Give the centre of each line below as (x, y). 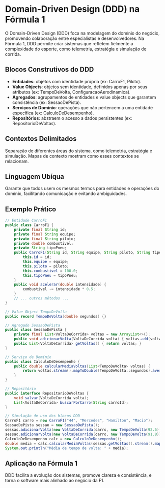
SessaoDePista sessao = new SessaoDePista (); (52, 425)
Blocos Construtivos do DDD (50, 70)
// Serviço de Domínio (28, 357)
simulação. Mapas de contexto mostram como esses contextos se (72, 156)
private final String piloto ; (45, 239)
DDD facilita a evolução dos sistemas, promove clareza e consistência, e (78, 475)
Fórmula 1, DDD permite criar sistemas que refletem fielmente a (69, 43)
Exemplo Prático (31, 209)
